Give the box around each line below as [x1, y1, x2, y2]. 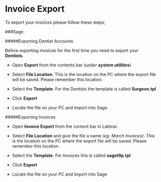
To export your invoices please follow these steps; [5, 19, 106, 25]
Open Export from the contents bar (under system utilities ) [12, 62, 131, 68]
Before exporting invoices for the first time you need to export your [5, 47, 139, 53]
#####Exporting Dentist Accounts [5, 38, 74, 44]
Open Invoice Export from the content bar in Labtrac [12, 123, 118, 129]
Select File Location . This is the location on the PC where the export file [12, 71, 156, 77]
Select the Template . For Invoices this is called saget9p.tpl [12, 152, 131, 158]
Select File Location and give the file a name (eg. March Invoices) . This [12, 133, 155, 138]
